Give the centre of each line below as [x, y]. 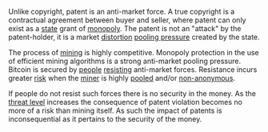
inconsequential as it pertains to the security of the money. [105, 119]
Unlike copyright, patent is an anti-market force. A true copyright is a [122, 12]
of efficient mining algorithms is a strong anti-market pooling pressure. [125, 61]
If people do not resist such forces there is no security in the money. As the [132, 94]
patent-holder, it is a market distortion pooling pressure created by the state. [134, 37]
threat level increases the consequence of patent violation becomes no [125, 102]
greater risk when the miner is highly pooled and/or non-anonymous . [122, 78]
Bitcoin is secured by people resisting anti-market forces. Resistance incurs [133, 70]
